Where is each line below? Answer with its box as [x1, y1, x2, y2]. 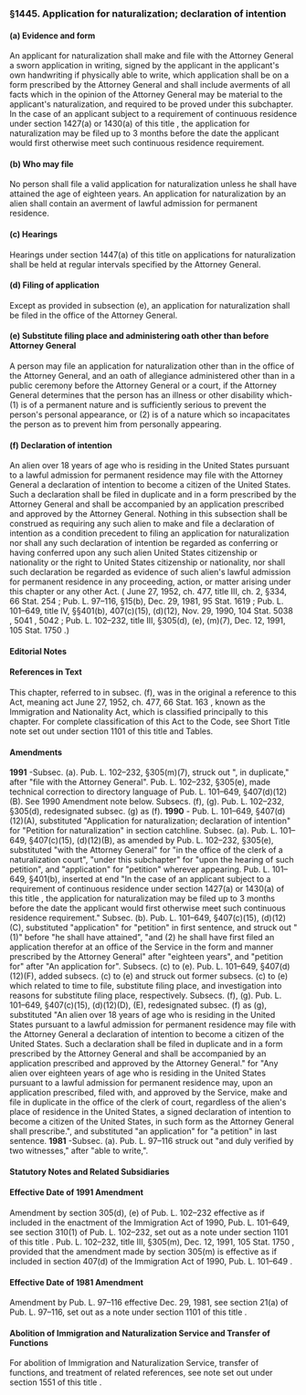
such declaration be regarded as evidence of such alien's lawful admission [9, 567, 291, 578]
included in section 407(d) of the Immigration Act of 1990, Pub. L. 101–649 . [9, 1255, 293, 1266]
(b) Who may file [9, 158, 74, 169]
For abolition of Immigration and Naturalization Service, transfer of [9, 1358, 259, 1369]
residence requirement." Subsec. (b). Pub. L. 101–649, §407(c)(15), [9, 912, 259, 924]
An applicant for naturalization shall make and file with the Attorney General [9, 50, 294, 61]
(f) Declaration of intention [9, 439, 112, 450]
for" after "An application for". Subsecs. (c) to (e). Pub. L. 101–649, [9, 961, 259, 972]
